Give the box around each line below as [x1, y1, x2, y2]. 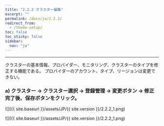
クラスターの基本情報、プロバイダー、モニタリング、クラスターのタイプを [5, 62, 154, 68]
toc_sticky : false [5, 35, 42, 39]
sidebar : [5, 39, 23, 44]
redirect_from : [5, 20, 36, 26]
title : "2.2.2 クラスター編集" [5, 7, 63, 12]
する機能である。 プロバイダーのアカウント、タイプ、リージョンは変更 [9, 68, 151, 73]
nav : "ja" [9, 43, 29, 48]
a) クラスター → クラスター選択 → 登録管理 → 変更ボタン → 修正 [5, 87, 155, 94]
